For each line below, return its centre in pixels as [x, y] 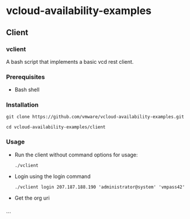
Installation [23, 105]
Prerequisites [25, 77]
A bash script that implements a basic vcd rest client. [70, 61]
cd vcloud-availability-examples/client [56, 127]
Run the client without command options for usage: [76, 155]
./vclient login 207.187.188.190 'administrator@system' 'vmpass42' [100, 187]
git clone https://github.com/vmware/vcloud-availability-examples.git [95, 117]
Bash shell [27, 90]
